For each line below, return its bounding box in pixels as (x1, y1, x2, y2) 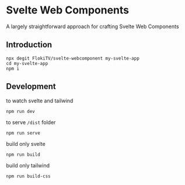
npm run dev (6, 108, 35, 114)
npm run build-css (6, 173, 51, 179)
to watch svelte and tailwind (6, 97, 74, 104)
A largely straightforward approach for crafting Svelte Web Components (6, 23, 179, 30)
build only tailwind (6, 162, 50, 169)
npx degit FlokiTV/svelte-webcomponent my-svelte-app (6, 55, 140, 61)
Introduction (6, 40, 53, 50)
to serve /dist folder (6, 118, 56, 126)
